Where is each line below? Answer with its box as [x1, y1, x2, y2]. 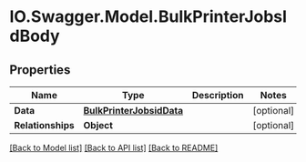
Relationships [14, 119, 75, 131]
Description [191, 89, 244, 101]
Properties [9, 62, 71, 77]
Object [83, 119, 114, 131]
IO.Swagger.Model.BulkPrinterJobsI [9, 6, 288, 27]
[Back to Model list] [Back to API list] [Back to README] [9, 143, 219, 153]
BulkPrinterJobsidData [83, 105, 184, 116]
